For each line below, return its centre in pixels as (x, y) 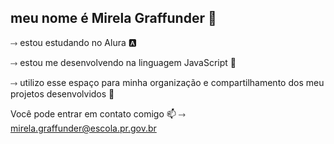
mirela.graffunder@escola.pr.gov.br (83, 128)
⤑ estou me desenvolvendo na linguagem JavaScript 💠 (123, 62)
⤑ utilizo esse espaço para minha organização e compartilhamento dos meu (167, 82)
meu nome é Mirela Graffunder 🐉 (113, 18)
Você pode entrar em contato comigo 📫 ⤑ (98, 113)
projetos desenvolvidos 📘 (62, 93)
